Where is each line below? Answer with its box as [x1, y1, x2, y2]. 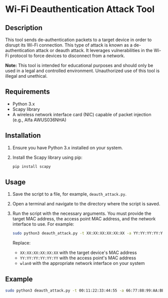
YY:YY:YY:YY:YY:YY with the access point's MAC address [19, 255, 136, 261]
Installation [5, 131, 41, 140]
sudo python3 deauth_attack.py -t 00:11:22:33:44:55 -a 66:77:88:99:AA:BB [5, 288, 164, 293]
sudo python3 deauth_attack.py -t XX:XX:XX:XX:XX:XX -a [12, 231, 131, 236]
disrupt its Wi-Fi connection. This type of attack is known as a [5, 42, 133, 48]
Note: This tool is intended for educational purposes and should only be [5, 63, 153, 68]
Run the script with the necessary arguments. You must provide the [12, 210, 151, 216]
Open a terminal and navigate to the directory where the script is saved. [12, 201, 160, 207]
